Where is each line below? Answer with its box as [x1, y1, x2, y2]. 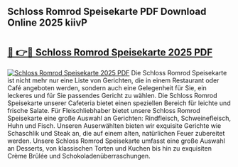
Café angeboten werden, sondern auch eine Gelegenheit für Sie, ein [7, 84, 207, 92]
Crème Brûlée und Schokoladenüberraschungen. [7, 152, 151, 160]
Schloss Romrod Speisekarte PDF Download [7, 6, 207, 18]
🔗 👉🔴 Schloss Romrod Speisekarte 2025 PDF [7, 46, 213, 58]
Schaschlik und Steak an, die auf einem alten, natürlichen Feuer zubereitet [7, 129, 225, 137]
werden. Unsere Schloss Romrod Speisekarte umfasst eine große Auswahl [7, 136, 225, 145]
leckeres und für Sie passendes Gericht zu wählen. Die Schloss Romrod [7, 92, 218, 99]
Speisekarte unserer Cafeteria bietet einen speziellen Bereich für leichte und [7, 99, 231, 107]
